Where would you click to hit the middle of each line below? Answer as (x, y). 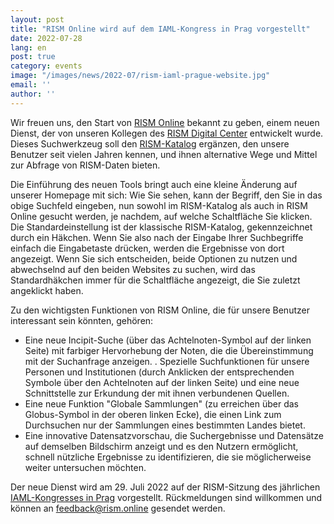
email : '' (31, 85)
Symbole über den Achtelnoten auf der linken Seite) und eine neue (162, 382)
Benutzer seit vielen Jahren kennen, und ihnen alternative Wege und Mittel (164, 154)
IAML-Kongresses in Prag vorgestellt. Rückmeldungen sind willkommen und (166, 497)
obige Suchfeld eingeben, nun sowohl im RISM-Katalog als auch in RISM (159, 205)
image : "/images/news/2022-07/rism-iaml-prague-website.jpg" (140, 76)
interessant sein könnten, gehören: (82, 320)
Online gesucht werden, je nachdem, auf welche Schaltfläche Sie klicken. (161, 216)
